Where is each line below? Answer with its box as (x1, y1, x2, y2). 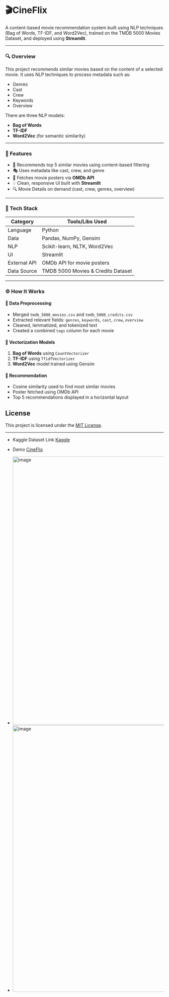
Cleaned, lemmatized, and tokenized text (12, 322, 98, 328)
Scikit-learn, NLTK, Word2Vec (42, 243, 114, 250)
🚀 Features (5, 150, 32, 157)
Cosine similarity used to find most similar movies (12, 384, 116, 390)
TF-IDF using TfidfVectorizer (12, 356, 75, 362)
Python (42, 226, 59, 234)
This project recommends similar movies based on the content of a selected (5, 66, 163, 72)
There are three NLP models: (5, 112, 65, 119)
